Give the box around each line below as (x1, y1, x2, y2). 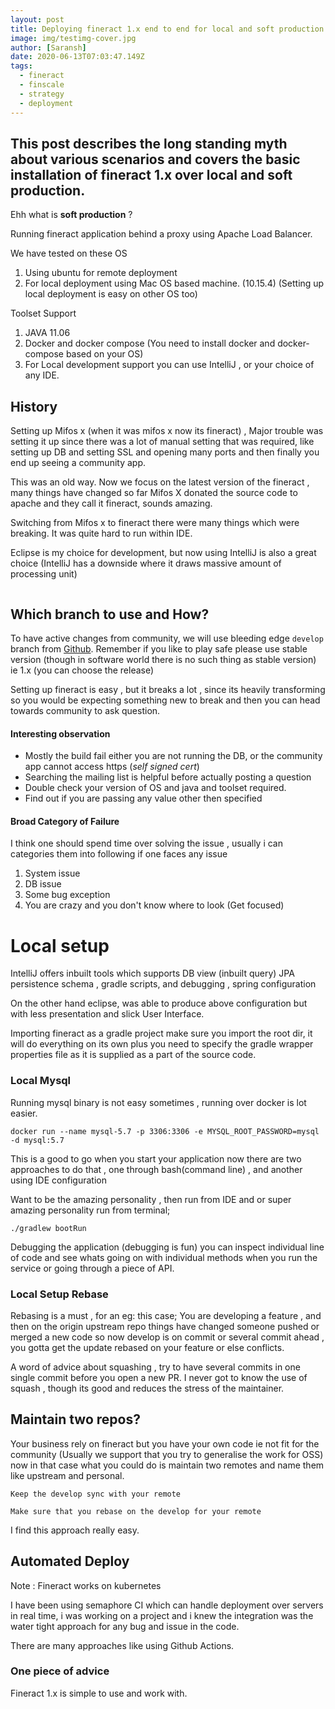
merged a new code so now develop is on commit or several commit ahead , (10, 1331, 325, 1343)
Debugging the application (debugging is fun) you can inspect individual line (10, 1241, 325, 1253)
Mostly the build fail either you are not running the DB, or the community (24, 750, 323, 762)
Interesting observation (10, 727, 111, 740)
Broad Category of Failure (10, 815, 120, 827)
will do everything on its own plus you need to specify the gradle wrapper (10, 1038, 314, 1050)
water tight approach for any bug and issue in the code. (10, 1620, 240, 1632)
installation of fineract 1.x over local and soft (10, 166, 293, 183)
